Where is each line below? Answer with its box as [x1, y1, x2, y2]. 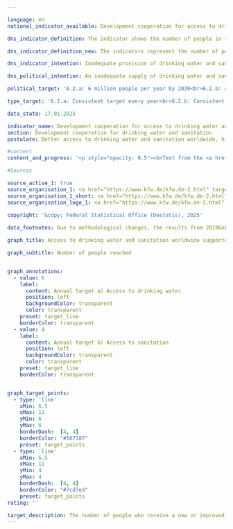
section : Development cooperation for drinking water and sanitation [7, 129, 213, 136]
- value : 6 [13, 275, 45, 281]
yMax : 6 [19, 422, 42, 429]
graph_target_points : [7, 390, 70, 397]
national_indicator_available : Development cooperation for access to [7, 22, 216, 30]
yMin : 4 [19, 467, 42, 474]
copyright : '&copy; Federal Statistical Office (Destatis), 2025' [7, 212, 203, 219]
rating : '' [7, 499, 39, 506]
